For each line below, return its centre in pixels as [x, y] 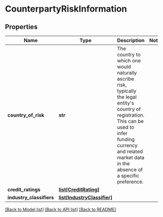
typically [127, 91]
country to [129, 54]
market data [131, 157]
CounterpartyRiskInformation [66, 9]
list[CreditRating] [79, 190]
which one [129, 61]
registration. [131, 115]
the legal [127, 97]
